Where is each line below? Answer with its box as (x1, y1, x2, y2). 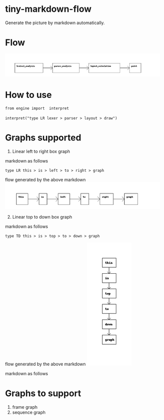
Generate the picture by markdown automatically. (5, 20, 105, 26)
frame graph (12, 404, 38, 410)
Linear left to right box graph (12, 149, 70, 155)
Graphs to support (5, 388, 82, 399)
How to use (5, 89, 52, 100)
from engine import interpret (5, 106, 69, 111)
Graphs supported (5, 132, 82, 143)
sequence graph (12, 410, 46, 416)
